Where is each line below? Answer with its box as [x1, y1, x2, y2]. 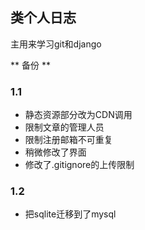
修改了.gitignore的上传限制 [24, 159, 135, 171]
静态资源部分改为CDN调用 [24, 109, 133, 121]
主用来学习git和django [10, 38, 102, 50]
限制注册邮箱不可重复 [24, 134, 113, 146]
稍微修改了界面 [24, 146, 87, 158]
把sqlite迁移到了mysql [24, 208, 117, 220]
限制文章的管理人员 [24, 121, 105, 133]
